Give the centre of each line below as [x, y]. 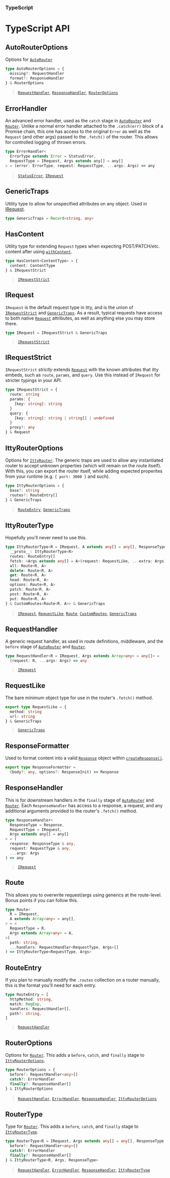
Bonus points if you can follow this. [42, 900]
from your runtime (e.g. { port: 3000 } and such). [58, 476]
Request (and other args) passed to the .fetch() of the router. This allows [82, 137]
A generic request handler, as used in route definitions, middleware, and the [84, 641]
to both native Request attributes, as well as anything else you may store [80, 318]
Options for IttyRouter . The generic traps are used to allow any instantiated [84, 460]
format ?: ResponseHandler [37, 78]
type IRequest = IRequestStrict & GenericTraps [56, 333]
